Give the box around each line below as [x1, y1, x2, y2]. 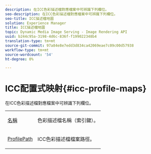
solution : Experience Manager [5, 20, 67, 26]
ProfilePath [7, 136, 33, 142]
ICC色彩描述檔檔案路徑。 [37, 136, 95, 143]
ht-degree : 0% [5, 57, 34, 62]
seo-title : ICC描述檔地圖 [5, 16, 54, 21]
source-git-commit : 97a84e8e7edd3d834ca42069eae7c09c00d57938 [5, 43, 134, 48]
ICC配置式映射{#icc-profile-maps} [5, 83, 147, 94]
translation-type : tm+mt [5, 39, 56, 44]
